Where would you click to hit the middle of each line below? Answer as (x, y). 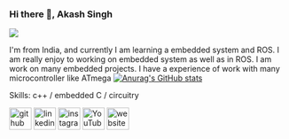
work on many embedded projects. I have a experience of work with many (145, 69)
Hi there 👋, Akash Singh (61, 14)
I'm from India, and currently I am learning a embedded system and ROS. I (144, 50)
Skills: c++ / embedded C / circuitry (74, 96)
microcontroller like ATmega (60, 78)
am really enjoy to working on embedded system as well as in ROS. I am (141, 59)
